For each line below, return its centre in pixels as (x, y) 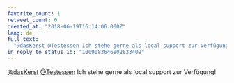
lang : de (20, 33)
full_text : (23, 39)
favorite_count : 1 (34, 13)
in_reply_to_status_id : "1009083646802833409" (76, 53)
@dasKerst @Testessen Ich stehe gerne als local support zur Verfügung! (112, 72)
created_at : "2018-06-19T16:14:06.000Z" (67, 26)
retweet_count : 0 (32, 20)
